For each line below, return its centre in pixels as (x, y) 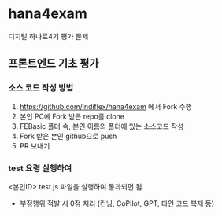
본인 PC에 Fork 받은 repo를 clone (72, 116)
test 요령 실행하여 (40, 168)
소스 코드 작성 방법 (41, 88)
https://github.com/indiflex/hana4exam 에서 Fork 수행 (106, 106)
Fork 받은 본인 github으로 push (68, 136)
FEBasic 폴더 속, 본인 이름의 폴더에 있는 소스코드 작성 (102, 126)
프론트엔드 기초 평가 (54, 64)
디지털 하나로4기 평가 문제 (48, 36)
